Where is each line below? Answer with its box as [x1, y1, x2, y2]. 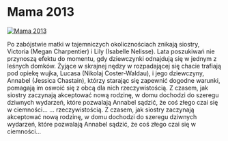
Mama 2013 [7, 4, 75, 20]
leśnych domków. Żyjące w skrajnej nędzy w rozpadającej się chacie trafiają [7, 62, 222, 70]
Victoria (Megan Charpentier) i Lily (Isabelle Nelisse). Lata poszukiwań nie [7, 47, 215, 55]
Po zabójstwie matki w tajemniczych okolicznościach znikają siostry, [7, 40, 200, 48]
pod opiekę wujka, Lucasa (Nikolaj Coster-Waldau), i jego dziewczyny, [7, 69, 205, 77]
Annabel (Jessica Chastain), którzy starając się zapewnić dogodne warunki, [7, 76, 220, 84]
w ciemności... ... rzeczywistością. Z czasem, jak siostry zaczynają [7, 105, 195, 114]
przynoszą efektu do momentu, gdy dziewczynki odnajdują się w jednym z [7, 54, 217, 62]
